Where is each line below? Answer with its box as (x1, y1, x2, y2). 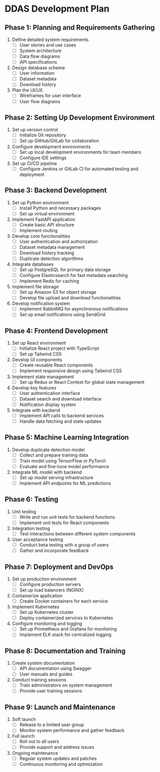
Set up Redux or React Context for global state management (19, 379, 144, 385)
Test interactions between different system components (19, 530, 136, 536)
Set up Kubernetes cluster (19, 609, 74, 615)
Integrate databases (12, 261, 54, 267)
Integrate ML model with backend (12, 469, 82, 475)
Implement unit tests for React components (19, 519, 109, 526)
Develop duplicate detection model (12, 446, 85, 452)
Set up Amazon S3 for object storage (19, 289, 97, 295)
